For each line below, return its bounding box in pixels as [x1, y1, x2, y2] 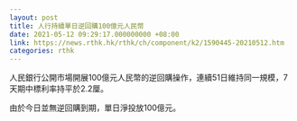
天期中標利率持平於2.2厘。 [9, 83, 109, 94]
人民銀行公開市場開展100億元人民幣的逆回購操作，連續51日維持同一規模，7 [9, 73, 289, 83]
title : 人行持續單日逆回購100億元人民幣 [9, 22, 144, 30]
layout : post [9, 13, 59, 22]
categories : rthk [9, 47, 75, 56]
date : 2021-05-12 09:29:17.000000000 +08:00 [9, 30, 180, 39]
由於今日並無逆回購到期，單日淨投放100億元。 [9, 102, 181, 113]
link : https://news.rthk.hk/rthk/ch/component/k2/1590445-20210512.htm [9, 38, 284, 48]
